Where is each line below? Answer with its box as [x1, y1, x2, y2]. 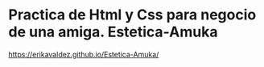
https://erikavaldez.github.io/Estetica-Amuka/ [8, 49, 159, 59]
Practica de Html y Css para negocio [8, 6, 257, 24]
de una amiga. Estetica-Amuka [8, 23, 218, 41]
